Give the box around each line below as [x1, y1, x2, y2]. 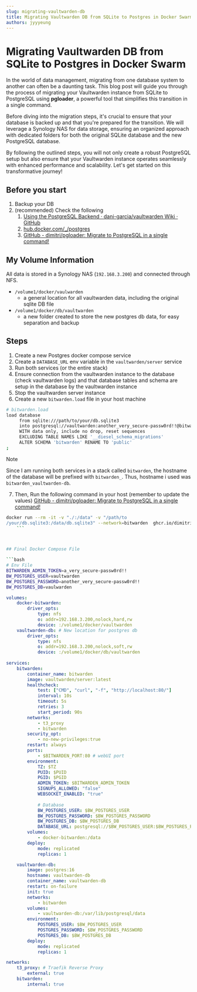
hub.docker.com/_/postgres [23, 225, 90, 232]
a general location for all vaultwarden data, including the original [23, 294, 179, 301]
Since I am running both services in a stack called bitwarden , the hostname [6, 467, 188, 474]
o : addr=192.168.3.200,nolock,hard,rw [37, 617, 133, 622]
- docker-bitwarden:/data [37, 835, 101, 841]
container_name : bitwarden [27, 671, 93, 677]
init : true [27, 889, 54, 895]
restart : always [27, 742, 67, 748]
